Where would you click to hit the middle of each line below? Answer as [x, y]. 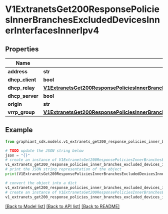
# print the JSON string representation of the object [63, 169]
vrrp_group [21, 112]
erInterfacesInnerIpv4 [52, 31]
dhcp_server [23, 96]
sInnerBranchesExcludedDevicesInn [82, 20]
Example [19, 130]
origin [15, 104]
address [18, 71]
